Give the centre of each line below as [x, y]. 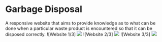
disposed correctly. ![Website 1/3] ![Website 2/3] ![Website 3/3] [78, 34]
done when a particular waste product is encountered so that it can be [79, 28]
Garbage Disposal [44, 9]
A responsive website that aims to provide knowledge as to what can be [80, 23]
